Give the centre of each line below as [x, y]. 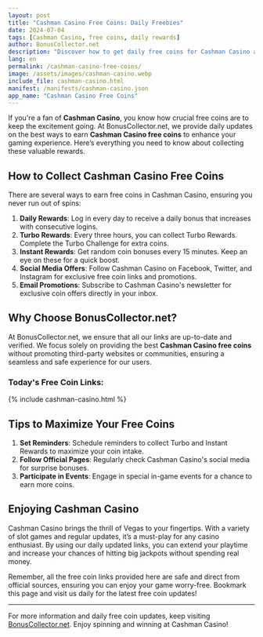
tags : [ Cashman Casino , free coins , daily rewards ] [94, 37]
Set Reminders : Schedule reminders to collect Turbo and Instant [124, 442]
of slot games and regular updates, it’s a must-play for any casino [114, 536]
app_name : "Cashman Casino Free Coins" [73, 96]
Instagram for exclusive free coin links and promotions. [108, 277]
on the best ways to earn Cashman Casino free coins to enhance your [122, 135]
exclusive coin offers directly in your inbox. [88, 293]
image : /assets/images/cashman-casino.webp [80, 74]
